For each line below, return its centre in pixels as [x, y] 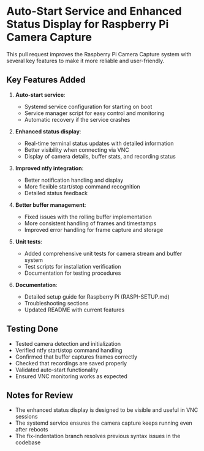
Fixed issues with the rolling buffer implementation [88, 217]
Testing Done [32, 329]
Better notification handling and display [74, 180]
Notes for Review [40, 395]
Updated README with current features [74, 310]
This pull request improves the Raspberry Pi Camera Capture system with [99, 54]
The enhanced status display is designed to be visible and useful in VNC [107, 410]
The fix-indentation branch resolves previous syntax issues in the [98, 436]
